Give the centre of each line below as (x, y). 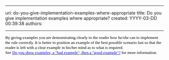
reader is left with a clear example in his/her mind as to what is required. (64, 47)
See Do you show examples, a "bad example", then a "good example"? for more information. (81, 52)
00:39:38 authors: (24, 23)
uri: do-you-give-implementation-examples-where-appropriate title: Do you (83, 13)
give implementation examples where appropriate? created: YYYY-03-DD (81, 18)
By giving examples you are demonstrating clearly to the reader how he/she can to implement (82, 37)
